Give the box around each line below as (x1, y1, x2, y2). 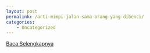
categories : (6, 19, 35, 25)
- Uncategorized (16, 24, 56, 31)
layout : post (6, 8, 38, 14)
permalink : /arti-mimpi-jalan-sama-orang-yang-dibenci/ (6, 14, 144, 20)
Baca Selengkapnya (6, 40, 54, 47)
